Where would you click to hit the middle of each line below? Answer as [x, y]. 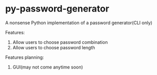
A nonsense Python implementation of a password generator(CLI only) [79, 23]
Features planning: [25, 57]
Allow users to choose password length [54, 47]
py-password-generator [57, 9]
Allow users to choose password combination [60, 42]
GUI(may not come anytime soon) [48, 67]
